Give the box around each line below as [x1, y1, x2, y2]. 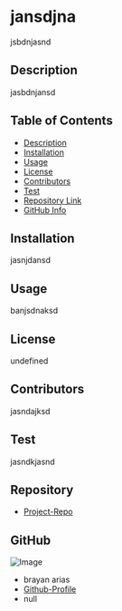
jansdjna [10, 6, 76, 27]
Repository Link [23, 195, 82, 206]
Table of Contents [10, 113, 114, 129]
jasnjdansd [10, 255, 51, 266]
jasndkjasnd [10, 456, 55, 467]
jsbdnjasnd [10, 36, 52, 47]
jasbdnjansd [10, 86, 56, 97]
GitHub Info [23, 204, 67, 215]
